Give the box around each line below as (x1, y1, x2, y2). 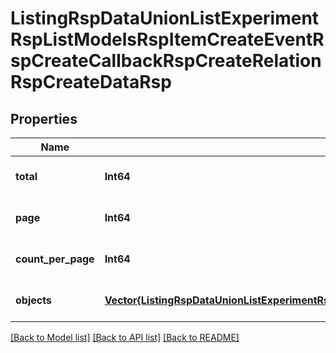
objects (15, 293, 52, 307)
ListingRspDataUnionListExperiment (10, 7, 320, 30)
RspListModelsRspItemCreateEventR (10, 28, 325, 51)
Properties (10, 110, 78, 127)
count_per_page (15, 252, 95, 266)
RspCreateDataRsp (10, 71, 172, 94)
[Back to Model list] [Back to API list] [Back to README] (10, 332, 240, 343)
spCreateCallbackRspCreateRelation (10, 50, 322, 72)
